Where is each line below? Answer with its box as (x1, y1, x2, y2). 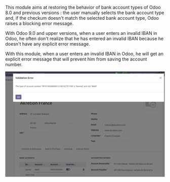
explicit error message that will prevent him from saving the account (5, 56, 147, 62)
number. (5, 62, 23, 67)
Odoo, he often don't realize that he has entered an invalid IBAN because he (5, 35, 164, 41)
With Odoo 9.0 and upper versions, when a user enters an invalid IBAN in (5, 30, 157, 36)
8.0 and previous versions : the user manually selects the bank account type (5, 10, 164, 16)
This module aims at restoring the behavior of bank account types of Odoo (5, 5, 161, 10)
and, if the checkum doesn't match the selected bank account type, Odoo (5, 15, 159, 21)
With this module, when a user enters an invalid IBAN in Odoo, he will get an (5, 51, 163, 57)
